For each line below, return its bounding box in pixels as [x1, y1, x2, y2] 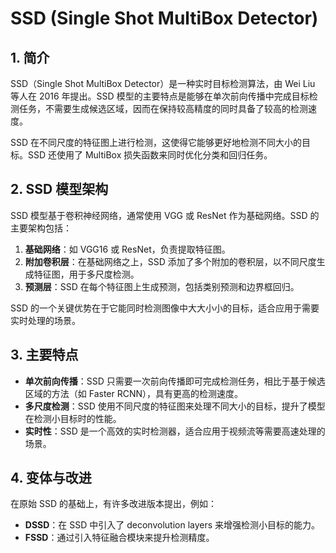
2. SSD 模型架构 [10, 181, 109, 198]
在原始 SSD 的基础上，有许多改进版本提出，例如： [10, 498, 217, 510]
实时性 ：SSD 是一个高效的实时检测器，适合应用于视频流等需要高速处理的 [24, 425, 326, 437]
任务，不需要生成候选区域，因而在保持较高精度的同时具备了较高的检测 [18, 103, 308, 114]
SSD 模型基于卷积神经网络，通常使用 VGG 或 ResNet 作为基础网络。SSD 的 [10, 209, 320, 221]
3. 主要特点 [10, 347, 79, 364]
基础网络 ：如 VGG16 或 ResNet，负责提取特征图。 [24, 243, 231, 255]
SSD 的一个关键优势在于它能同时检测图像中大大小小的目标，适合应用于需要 [10, 302, 320, 314]
